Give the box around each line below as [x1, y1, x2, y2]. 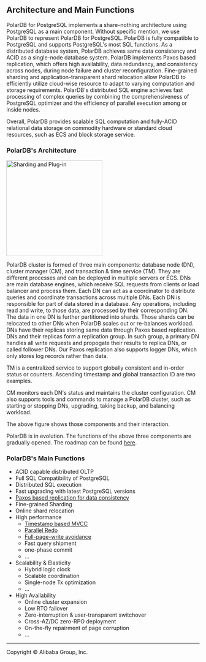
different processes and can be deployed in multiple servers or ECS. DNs [6, 274, 191, 281]
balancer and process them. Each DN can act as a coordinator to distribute [6, 287, 195, 295]
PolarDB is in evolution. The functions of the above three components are [6, 432, 192, 440]
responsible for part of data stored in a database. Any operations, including [6, 300, 196, 308]
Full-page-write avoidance [24, 533, 92, 541]
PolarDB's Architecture [6, 146, 77, 154]
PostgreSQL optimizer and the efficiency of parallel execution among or [6, 99, 187, 107]
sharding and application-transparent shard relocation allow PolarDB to [6, 73, 186, 80]
